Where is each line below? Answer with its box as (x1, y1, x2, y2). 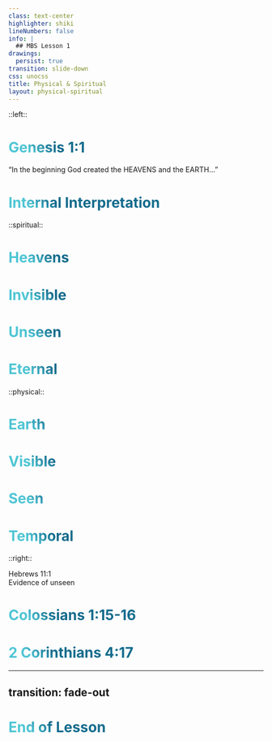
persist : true (15, 58, 63, 66)
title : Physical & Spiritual (8, 80, 107, 88)
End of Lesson (8, 717, 107, 736)
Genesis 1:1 (8, 138, 85, 157)
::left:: (8, 110, 28, 119)
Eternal (8, 360, 58, 378)
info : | (8, 34, 35, 43)
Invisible (8, 286, 67, 304)
